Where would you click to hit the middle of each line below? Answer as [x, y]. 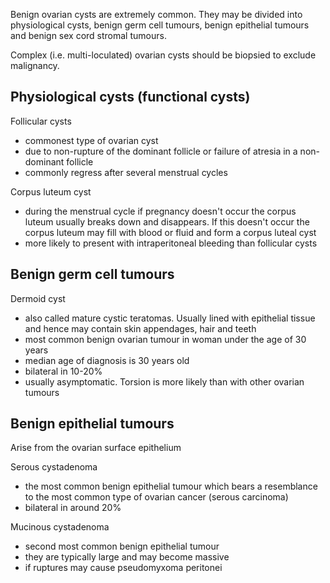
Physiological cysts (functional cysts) [130, 97]
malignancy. [35, 65]
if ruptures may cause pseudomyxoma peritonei [123, 568]
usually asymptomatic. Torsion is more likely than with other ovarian [164, 381]
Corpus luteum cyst [51, 191]
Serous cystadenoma [54, 467]
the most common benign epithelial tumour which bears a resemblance [171, 486]
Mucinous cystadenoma [60, 527]
